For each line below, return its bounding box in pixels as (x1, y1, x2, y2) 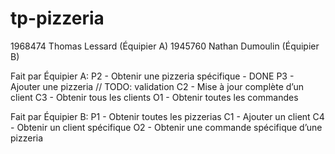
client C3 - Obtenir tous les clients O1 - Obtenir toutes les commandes (10, 91, 299, 103)
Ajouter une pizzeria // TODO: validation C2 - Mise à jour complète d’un (10, 80, 304, 92)
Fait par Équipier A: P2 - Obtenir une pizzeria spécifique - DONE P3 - (10, 70, 295, 82)
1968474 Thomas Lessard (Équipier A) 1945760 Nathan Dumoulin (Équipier (10, 40, 320, 52)
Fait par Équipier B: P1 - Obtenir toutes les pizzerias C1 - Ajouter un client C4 (10, 110, 325, 122)
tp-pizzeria (10, 7, 105, 30)
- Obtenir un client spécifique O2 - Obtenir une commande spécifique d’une (10, 121, 323, 133)
